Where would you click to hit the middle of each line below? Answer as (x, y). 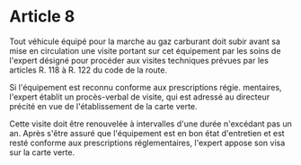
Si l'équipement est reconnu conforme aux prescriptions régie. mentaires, (146, 87)
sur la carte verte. (42, 152)
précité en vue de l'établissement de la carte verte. (103, 106)
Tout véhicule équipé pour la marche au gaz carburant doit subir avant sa (145, 41)
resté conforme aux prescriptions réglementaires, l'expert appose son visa (147, 143)
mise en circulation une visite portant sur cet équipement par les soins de (145, 50)
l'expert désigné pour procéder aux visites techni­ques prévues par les (139, 60)
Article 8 (42, 17)
